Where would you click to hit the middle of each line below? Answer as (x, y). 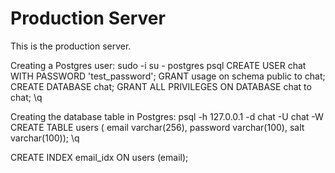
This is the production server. (71, 46)
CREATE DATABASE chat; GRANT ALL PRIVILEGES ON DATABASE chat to (161, 86)
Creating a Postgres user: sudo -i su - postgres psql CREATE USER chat (158, 65)
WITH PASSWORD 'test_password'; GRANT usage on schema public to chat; (168, 76)
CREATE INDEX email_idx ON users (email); (99, 157)
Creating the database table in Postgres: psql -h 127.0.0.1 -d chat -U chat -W (167, 116)
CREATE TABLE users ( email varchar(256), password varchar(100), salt (157, 127)
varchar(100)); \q (45, 138)
